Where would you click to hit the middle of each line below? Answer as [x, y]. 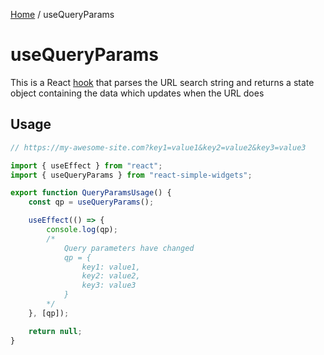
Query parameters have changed [129, 248]
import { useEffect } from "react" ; [86, 165]
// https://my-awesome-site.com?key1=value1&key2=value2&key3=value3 [158, 147]
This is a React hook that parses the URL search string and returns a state [162, 82]
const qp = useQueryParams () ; [91, 202]
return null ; [55, 331]
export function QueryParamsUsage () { [91, 193]
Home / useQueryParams [62, 14]
